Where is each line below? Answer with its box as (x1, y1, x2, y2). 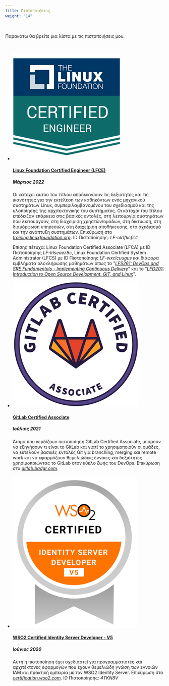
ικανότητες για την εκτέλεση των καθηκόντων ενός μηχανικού (12, 197, 145, 203)
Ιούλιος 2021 (12, 426, 41, 432)
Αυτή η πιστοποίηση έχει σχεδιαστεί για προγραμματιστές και (12, 659, 142, 665)
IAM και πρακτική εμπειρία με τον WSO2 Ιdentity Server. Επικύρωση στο (12, 669, 163, 676)
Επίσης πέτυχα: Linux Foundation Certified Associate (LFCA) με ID (12, 244, 151, 250)
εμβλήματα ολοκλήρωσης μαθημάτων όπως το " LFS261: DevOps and (12, 260, 159, 266)
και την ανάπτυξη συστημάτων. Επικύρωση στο (12, 229, 112, 235)
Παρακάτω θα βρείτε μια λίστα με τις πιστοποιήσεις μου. (5, 33, 125, 39)
